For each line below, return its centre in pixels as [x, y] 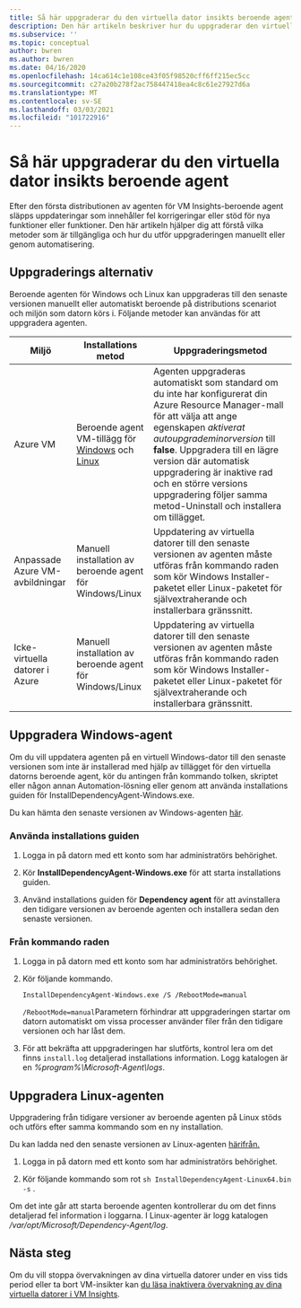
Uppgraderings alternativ [82, 272]
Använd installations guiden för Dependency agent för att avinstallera [151, 900]
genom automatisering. [52, 244]
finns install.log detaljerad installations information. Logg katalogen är [155, 1058]
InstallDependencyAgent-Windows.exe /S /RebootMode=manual [135, 996]
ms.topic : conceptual [50, 43]
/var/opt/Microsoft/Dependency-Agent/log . [89, 1225]
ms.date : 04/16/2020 [48, 68]
